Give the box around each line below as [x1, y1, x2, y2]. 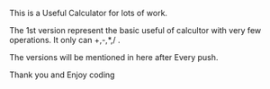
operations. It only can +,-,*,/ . [9, 35, 121, 45]
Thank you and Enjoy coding [9, 69, 115, 80]
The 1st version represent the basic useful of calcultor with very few [9, 25, 262, 35]
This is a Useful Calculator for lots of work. [9, 8, 168, 18]
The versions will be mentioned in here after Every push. [9, 52, 219, 62]
